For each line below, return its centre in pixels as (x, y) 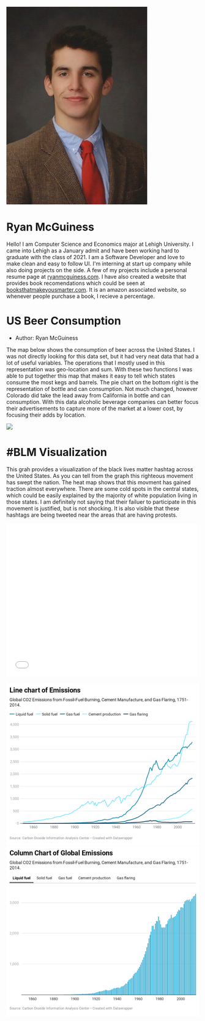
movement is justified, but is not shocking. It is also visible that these (93, 508)
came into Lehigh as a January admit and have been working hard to (93, 250)
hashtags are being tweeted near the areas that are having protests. (92, 515)
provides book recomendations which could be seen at (76, 283)
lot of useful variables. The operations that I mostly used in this (86, 363)
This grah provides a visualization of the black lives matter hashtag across (100, 469)
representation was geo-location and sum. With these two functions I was (99, 369)
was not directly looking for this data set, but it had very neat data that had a (102, 356)
